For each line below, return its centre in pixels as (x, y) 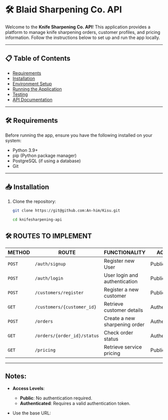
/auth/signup (50, 264)
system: (13, 140)
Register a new (121, 289)
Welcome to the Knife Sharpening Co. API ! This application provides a (78, 27)
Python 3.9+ (25, 150)
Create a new (119, 318)
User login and (121, 275)
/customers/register (59, 292)
